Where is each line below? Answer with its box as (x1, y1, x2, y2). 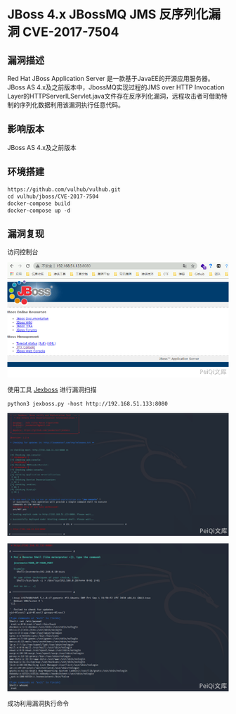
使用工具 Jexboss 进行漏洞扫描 (7, 385, 97, 394)
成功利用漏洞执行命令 (7, 699, 69, 708)
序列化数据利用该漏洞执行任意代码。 (19, 101, 124, 109)
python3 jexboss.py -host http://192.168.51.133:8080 (7, 400, 169, 407)
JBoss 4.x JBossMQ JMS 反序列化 (7, 6, 209, 23)
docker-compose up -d (7, 207, 71, 214)
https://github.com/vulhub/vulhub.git (7, 186, 121, 193)
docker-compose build (7, 200, 71, 207)
